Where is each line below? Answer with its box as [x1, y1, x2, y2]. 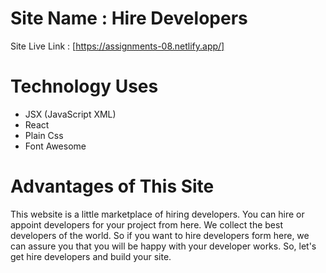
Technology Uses [10, 75, 159, 98]
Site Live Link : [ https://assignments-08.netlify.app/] [10, 40, 225, 52]
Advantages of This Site [10, 175, 215, 198]
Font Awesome [24, 140, 87, 152]
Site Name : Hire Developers [10, 7, 248, 30]
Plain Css [24, 129, 64, 141]
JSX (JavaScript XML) [24, 108, 117, 120]
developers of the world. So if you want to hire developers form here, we [10, 229, 310, 241]
